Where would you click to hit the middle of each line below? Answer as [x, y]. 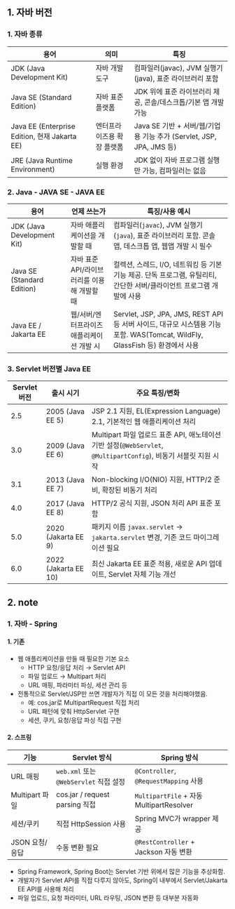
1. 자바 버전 [30, 13]
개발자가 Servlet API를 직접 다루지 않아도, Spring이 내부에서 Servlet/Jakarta [122, 880]
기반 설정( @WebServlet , [128, 446]
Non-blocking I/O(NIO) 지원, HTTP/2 [152, 479]
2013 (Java [65, 480]
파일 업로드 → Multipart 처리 [67, 676]
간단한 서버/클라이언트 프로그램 [162, 285]
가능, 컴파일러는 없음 [174, 171]
